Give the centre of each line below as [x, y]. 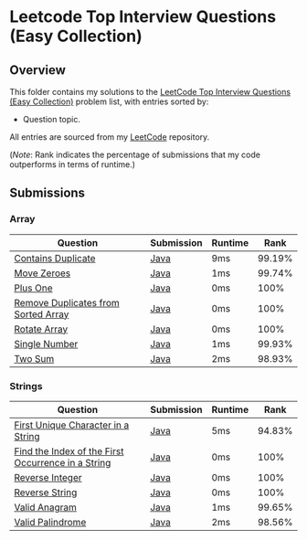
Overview [38, 70]
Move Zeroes [42, 273]
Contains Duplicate [55, 258]
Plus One [33, 288]
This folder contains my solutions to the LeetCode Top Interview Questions [150, 92]
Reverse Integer [48, 477]
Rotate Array [41, 329]
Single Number [46, 344]
